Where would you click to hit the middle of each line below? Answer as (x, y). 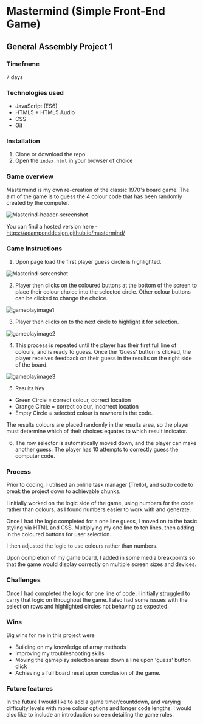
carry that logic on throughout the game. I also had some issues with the (97, 599)
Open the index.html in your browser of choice (74, 161)
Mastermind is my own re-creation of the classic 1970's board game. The (98, 190)
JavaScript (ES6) (36, 106)
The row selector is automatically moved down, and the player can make (106, 443)
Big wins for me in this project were (51, 635)
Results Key (30, 388)
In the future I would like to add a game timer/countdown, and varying (94, 702)
